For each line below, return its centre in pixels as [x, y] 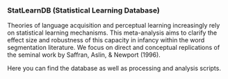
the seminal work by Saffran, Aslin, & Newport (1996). [84, 55]
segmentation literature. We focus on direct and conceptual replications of [114, 48]
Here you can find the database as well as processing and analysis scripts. [114, 69]
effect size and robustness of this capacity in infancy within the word [106, 40]
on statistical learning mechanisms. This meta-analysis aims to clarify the [112, 33]
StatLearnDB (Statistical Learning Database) [83, 10]
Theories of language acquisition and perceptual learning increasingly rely [114, 26]
